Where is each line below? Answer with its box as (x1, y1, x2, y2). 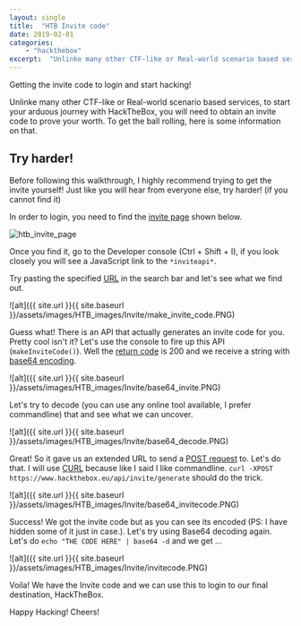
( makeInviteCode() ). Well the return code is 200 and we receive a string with (9, 346, 290, 356)
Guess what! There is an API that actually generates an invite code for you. (9, 326, 285, 337)
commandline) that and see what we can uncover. (9, 408, 193, 419)
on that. (9, 125, 38, 135)
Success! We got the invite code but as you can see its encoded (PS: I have (9, 516, 288, 527)
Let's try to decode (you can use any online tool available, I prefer (9, 399, 252, 410)
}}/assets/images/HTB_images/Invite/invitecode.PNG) (9, 562, 208, 573)
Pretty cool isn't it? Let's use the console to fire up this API (9, 336, 226, 347)
